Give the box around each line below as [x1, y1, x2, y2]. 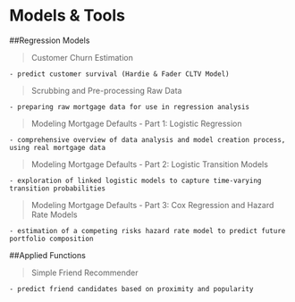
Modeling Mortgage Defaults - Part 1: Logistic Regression [30, 118, 243, 129]
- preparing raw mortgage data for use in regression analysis [9, 102, 250, 112]
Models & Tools [9, 5, 126, 26]
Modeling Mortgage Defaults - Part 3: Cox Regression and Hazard [30, 199, 274, 210]
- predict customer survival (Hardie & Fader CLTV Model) [9, 69, 230, 79]
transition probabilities [9, 184, 105, 193]
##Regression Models [9, 35, 90, 46]
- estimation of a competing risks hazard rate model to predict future [9, 226, 286, 235]
